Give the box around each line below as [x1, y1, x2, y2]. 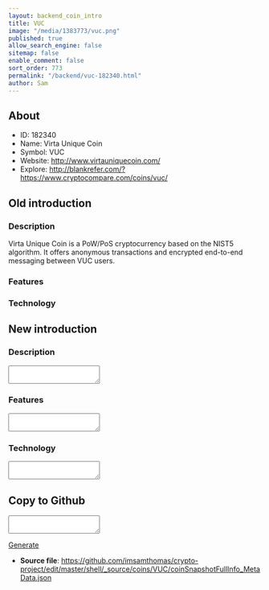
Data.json [19, 572, 52, 582]
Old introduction [8, 196, 92, 210]
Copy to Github [8, 493, 86, 507]
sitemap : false [8, 49, 59, 57]
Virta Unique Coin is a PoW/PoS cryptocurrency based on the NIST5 [8, 239, 234, 248]
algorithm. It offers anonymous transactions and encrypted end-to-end [8, 247, 243, 257]
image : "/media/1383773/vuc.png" [8, 27, 120, 35]
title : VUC [8, 19, 45, 27]
